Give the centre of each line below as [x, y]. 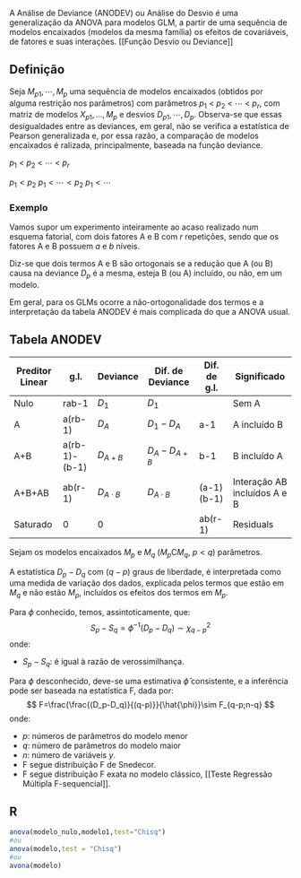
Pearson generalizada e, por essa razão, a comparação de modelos [134, 136]
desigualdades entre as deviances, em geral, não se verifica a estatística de [149, 126]
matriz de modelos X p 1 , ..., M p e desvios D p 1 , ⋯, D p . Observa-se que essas [146, 116]
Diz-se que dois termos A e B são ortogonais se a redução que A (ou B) [141, 264]
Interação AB [260, 482]
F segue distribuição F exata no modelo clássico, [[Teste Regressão [147, 774]
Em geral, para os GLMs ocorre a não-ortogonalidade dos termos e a [137, 302]
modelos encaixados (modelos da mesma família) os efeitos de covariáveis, [149, 32]
